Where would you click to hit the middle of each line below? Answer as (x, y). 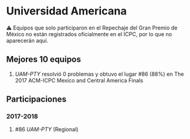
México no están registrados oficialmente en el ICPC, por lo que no (89, 34)
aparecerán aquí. (27, 40)
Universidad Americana (67, 11)
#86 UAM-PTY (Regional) (47, 129)
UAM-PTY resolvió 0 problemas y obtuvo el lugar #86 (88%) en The (100, 74)
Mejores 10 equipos (44, 59)
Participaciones (36, 100)
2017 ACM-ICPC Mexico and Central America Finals (79, 80)
